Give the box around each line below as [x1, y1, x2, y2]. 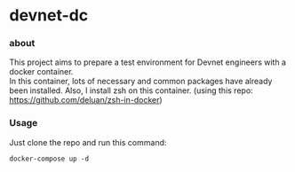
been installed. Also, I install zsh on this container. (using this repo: [9, 85, 253, 96]
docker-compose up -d [9, 154, 90, 163]
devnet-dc [9, 5, 89, 26]
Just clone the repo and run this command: [9, 137, 167, 147]
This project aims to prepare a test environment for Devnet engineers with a [9, 57, 287, 67]
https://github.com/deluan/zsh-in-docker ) [9, 95, 163, 106]
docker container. [9, 66, 74, 77]
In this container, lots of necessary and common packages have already [9, 76, 273, 87]
